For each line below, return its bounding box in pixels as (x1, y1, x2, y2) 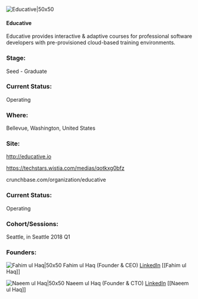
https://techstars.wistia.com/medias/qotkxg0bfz (6, 164, 125, 172)
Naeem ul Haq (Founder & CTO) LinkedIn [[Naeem (65, 280, 189, 287)
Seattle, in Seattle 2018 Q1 (6, 233, 70, 240)
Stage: (6, 54, 26, 62)
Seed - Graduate (6, 68, 48, 75)
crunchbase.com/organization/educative (6, 176, 106, 184)
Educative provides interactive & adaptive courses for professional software (6, 33, 193, 40)
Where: (6, 111, 29, 119)
